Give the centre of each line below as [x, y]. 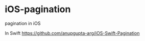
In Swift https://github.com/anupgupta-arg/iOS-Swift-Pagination [72, 33]
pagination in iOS [23, 23]
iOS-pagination [38, 9]
